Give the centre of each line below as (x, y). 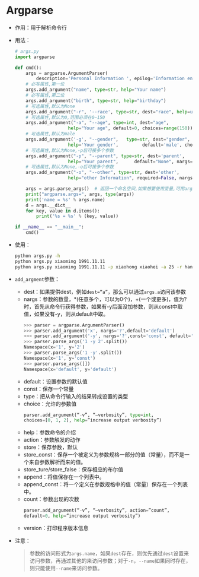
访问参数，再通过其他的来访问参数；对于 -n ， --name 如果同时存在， (110, 561)
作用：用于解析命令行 (41, 27)
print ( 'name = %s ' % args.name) (65, 199)
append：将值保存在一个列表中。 (64, 477)
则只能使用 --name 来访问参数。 (66, 568)
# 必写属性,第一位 (45, 84)
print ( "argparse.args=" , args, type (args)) (80, 194)
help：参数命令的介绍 (49, 432)
